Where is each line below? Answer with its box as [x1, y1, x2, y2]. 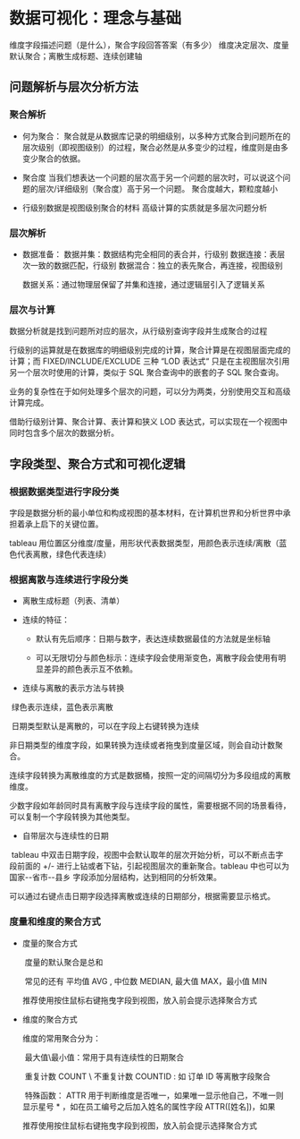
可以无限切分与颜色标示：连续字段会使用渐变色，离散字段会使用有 [35, 653, 279, 664]
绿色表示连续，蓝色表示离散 [11, 702, 113, 713]
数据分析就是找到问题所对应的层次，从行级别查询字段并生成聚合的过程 [9, 326, 268, 337]
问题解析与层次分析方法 [9, 80, 138, 95]
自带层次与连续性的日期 [21, 830, 109, 842]
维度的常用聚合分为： [21, 1032, 101, 1043]
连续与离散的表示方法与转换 [21, 682, 125, 694]
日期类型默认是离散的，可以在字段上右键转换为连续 [11, 721, 199, 732]
